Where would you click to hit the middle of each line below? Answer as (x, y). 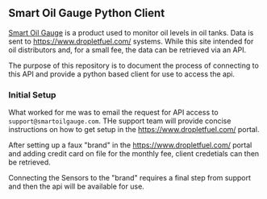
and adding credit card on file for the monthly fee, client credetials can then (134, 154)
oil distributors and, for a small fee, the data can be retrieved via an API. (127, 50)
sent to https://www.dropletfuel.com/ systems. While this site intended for (131, 41)
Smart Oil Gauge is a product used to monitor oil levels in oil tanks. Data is (131, 32)
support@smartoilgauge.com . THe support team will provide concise (120, 121)
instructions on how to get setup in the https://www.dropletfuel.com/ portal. (134, 130)
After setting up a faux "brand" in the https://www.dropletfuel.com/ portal (130, 145)
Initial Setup (32, 94)
